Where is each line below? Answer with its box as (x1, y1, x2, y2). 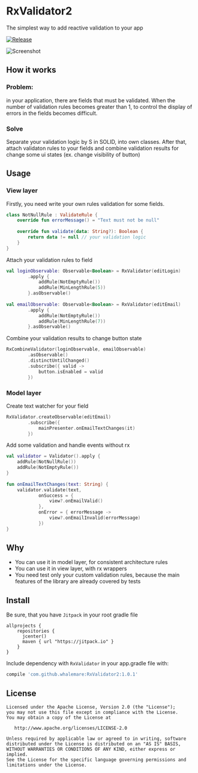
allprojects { (6, 623, 42, 629)
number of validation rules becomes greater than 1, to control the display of (6, 103, 193, 110)
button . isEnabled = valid (38, 368, 103, 374)
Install (6, 595, 30, 606)
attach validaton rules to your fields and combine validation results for (6, 144, 179, 152)
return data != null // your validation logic (28, 234, 146, 240)
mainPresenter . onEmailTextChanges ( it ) (38, 425, 136, 431)
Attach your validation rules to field (6, 256, 93, 263)
